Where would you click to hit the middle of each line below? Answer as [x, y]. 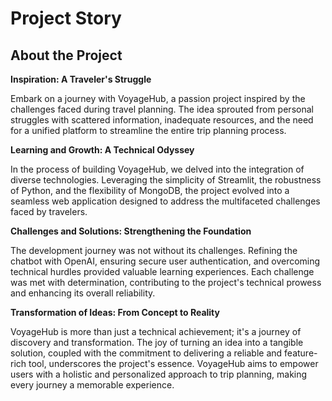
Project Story [66, 18]
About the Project [66, 55]
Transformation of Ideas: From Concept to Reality [115, 312]
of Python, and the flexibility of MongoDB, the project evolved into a [150, 190]
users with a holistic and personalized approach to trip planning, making [159, 374]
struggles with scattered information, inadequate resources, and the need [162, 120]
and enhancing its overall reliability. [83, 293]
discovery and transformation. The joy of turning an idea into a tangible [157, 342]
